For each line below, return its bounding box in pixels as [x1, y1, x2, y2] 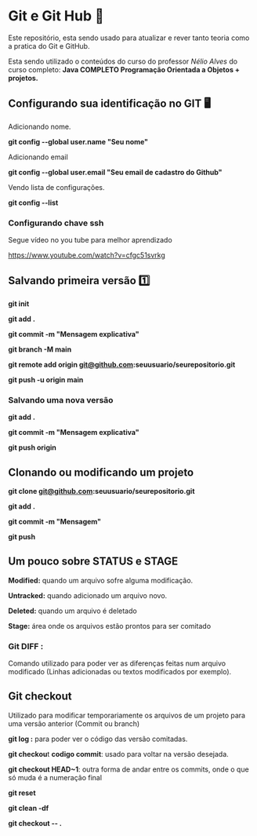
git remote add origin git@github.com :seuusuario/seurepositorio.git [8, 360, 236, 369]
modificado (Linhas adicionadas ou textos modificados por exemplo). [8, 667, 232, 677]
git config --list [8, 198, 59, 207]
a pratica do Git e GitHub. [8, 41, 90, 50]
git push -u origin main [8, 374, 84, 384]
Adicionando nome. [8, 122, 71, 131]
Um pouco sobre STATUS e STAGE [8, 555, 179, 568]
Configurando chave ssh [8, 217, 104, 228]
